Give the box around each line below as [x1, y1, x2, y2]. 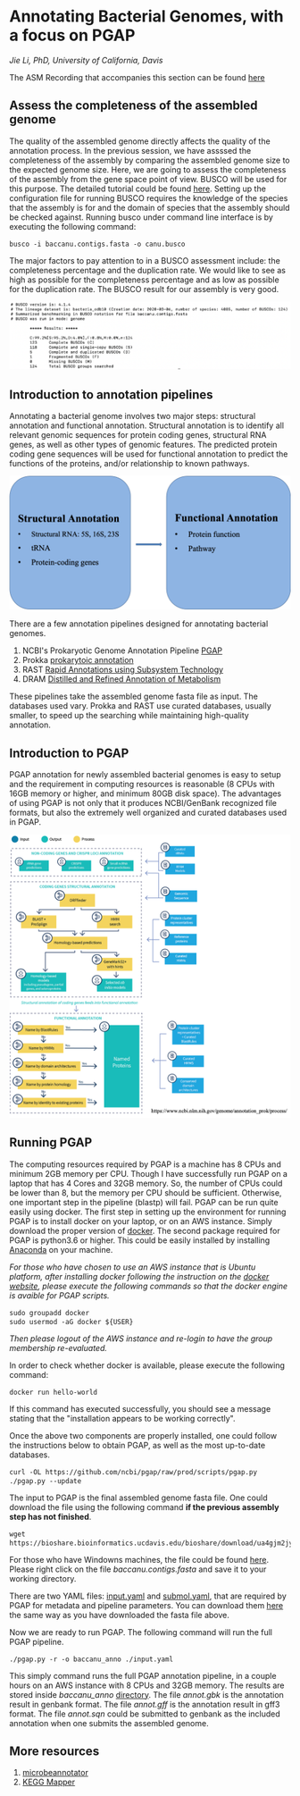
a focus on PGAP [9, 25, 136, 46]
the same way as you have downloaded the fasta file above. [9, 1609, 230, 1620]
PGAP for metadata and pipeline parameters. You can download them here [9, 1599, 284, 1610]
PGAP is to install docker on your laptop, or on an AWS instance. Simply [9, 1215, 272, 1226]
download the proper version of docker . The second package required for [9, 1225, 280, 1236]
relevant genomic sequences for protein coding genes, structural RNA [9, 430, 267, 441]
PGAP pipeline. [9, 1636, 64, 1647]
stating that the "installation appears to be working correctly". [9, 1413, 236, 1423]
